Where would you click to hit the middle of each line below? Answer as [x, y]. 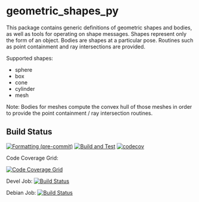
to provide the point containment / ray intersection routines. [79, 113]
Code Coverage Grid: [32, 158]
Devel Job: [19, 181]
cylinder [25, 88]
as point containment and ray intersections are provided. [76, 47]
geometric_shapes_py [62, 11]
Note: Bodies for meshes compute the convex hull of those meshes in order [99, 106]
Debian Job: [21, 192]
